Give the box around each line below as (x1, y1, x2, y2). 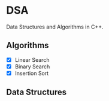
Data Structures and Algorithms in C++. (6, 23, 104, 30)
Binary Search (14, 63, 50, 70)
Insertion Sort (14, 70, 49, 77)
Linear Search (14, 56, 50, 63)
